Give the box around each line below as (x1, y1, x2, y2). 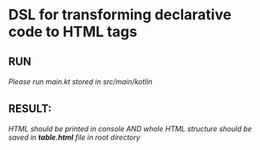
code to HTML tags (8, 22, 138, 41)
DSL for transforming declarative (8, 6, 232, 24)
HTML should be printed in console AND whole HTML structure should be (8, 124, 253, 134)
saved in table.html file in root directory (8, 132, 140, 142)
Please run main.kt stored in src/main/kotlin (8, 77, 152, 87)
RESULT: (8, 102, 52, 116)
